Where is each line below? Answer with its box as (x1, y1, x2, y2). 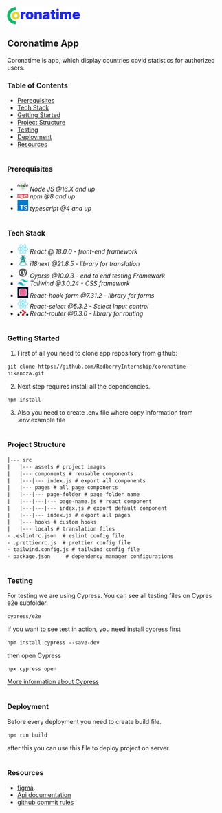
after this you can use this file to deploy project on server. (7, 743, 170, 752)
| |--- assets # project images (7, 463, 107, 471)
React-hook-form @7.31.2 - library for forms (30, 291, 155, 299)
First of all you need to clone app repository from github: (16, 349, 177, 358)
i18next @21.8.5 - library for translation (30, 259, 140, 267)
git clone (7, 363, 36, 371)
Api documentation (16, 791, 71, 799)
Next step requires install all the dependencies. (16, 382, 151, 391)
